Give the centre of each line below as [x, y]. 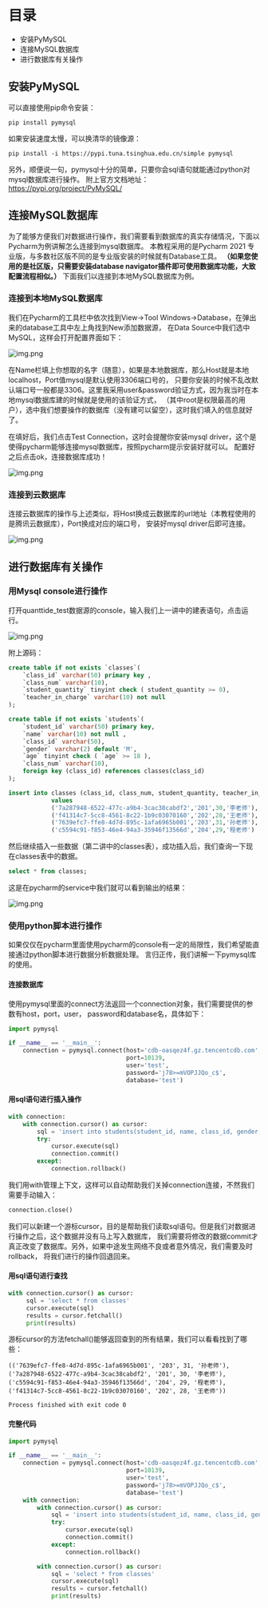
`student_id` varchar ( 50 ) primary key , [89, 726]
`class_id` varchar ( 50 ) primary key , [87, 675]
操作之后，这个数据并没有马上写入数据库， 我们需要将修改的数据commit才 [136, 1236]
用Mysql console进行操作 [58, 591]
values [62, 800]
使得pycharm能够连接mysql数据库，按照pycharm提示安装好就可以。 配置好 [132, 446]
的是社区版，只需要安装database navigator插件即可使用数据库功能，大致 [135, 266]
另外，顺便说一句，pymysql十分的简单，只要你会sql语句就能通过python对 [129, 169]
